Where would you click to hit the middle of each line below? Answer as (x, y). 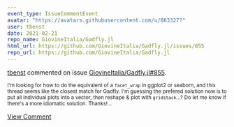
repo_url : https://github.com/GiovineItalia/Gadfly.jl (89, 53)
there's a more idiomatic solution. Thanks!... (60, 103)
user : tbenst (26, 27)
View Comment (29, 117)
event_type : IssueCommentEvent (53, 14)
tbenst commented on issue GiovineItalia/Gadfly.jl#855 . (87, 72)
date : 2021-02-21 (32, 33)
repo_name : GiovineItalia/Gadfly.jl (60, 40)
